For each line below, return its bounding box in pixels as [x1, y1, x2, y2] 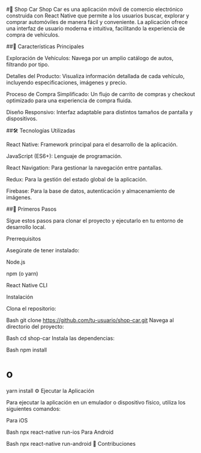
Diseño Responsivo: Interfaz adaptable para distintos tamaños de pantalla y [6, 109, 193, 115]
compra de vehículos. [6, 31, 60, 38]
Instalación [6, 293, 34, 300]
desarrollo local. [6, 223, 46, 231]
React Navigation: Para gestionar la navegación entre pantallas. [6, 164, 163, 171]
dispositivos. [6, 115, 38, 122]
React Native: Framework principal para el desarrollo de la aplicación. [6, 141, 178, 148]
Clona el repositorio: [6, 305, 56, 312]
